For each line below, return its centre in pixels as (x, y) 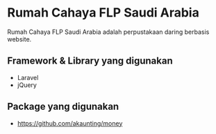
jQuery (27, 85)
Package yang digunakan (63, 107)
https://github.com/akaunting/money (70, 123)
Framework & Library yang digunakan (90, 61)
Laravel (28, 77)
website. (19, 39)
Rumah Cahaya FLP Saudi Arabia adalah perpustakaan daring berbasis (108, 32)
